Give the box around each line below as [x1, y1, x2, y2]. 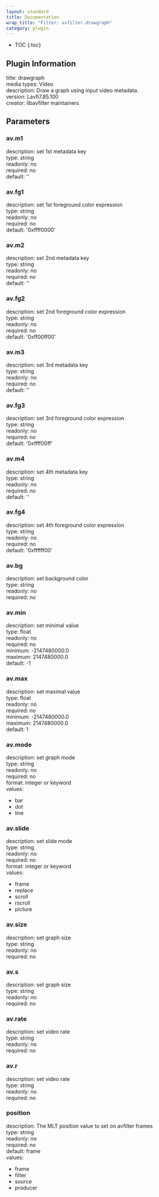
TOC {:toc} [14, 41, 41, 49]
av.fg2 [6, 294, 25, 303]
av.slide [6, 824, 30, 832]
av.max [6, 674, 28, 683]
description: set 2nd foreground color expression [6, 308, 126, 315]
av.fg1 [6, 188, 24, 196]
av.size [6, 921, 28, 929]
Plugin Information [6, 59, 76, 69]
